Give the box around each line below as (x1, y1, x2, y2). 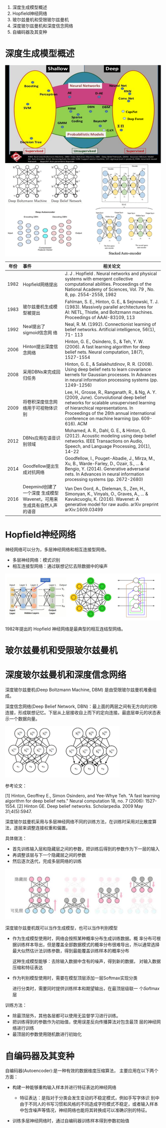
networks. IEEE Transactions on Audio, (65, 438, 143, 444)
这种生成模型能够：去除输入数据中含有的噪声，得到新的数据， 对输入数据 (12, 958, 161, 964)
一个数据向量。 (9, 716, 40, 722)
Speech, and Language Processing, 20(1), (65, 443, 151, 449)
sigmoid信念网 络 (23, 330, 58, 336)
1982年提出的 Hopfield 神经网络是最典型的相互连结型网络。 (5, 626, 126, 632)
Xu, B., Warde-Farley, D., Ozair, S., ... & (65, 461, 144, 467)
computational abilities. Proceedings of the (65, 281, 152, 287)
